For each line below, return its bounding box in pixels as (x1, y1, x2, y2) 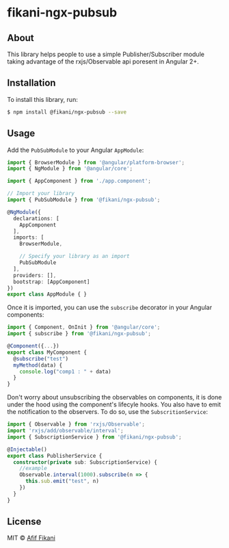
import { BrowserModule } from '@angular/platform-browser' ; (7, 159, 185, 166)
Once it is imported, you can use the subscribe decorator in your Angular (7, 303, 213, 312)
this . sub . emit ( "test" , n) (25, 478, 99, 485)
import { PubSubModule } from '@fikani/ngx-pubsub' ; (7, 196, 161, 203)
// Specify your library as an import (19, 253, 130, 260)
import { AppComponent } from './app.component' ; (7, 178, 152, 185)
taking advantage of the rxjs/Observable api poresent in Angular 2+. (7, 57, 200, 66)
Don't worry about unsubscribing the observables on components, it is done (7, 393, 222, 402)
